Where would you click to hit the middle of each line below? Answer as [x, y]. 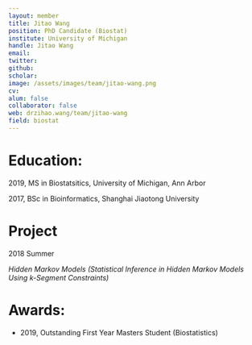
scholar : [23, 76]
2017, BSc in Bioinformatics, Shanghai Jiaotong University [104, 198]
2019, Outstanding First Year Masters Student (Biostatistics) [119, 332]
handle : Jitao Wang [41, 46]
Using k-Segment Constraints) [59, 277]
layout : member [34, 16]
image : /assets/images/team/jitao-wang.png [83, 83]
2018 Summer [31, 253]
